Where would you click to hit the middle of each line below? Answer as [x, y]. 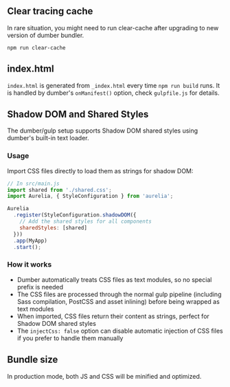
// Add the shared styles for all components [86, 222]
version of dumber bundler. [46, 35]
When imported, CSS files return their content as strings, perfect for [113, 316]
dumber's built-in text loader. [48, 138]
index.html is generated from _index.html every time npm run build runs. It [114, 85]
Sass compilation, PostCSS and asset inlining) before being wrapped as [118, 301]
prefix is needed [40, 287]
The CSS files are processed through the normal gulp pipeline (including [119, 294]
